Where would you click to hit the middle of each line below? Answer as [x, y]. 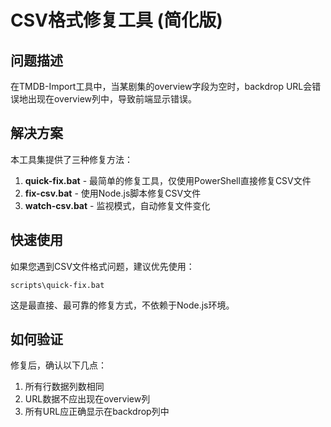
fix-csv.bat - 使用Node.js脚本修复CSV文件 [113, 193]
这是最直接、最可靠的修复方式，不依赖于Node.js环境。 [122, 305]
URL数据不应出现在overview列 [87, 399]
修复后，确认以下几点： [58, 365]
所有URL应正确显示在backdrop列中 [97, 412]
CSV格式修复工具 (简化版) [116, 20]
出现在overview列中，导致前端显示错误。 [112, 99]
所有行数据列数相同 [64, 387]
